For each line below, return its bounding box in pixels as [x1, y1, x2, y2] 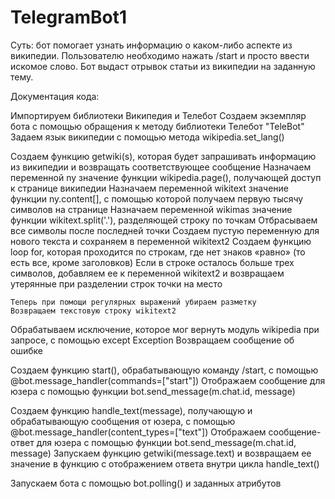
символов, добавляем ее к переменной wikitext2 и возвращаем [10, 267, 285, 279]
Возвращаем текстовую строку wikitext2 [10, 306, 177, 316]
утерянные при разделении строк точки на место [10, 277, 223, 290]
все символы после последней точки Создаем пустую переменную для [10, 224, 320, 236]
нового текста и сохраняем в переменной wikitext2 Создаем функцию [10, 235, 312, 247]
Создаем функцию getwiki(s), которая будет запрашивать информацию [10, 150, 317, 162]
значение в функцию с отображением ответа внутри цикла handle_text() [10, 457, 320, 470]
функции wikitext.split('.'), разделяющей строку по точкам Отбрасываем [10, 214, 318, 226]
